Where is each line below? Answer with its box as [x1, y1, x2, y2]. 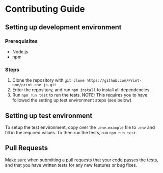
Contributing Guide [5, 3, 85, 15]
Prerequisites [5, 38, 38, 45]
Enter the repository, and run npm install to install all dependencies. [12, 87, 151, 93]
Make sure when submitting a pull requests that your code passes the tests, [5, 157, 159, 163]
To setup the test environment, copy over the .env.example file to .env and [5, 124, 155, 130]
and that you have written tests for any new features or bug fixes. [5, 162, 137, 168]
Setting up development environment [5, 23, 122, 31]
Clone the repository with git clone [12, 77, 85, 83]
